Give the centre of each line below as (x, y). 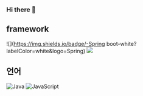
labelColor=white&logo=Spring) (46, 51)
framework (28, 29)
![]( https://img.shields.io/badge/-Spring (56, 43)
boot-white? (121, 43)
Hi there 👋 (21, 10)
